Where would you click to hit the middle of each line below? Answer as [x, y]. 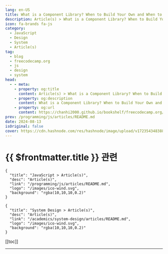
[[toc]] [12, 241]
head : [11, 80]
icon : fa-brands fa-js [29, 24]
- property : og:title [36, 89]
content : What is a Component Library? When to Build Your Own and [90, 103]
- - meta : [20, 84]
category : [15, 29]
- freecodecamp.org [30, 61]
